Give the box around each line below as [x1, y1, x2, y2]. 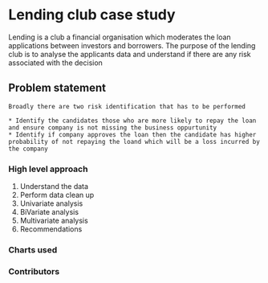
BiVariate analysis [19, 207, 79, 217]
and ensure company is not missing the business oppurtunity [8, 123, 217, 132]
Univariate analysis [19, 199, 83, 208]
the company [8, 145, 48, 153]
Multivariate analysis [19, 215, 88, 226]
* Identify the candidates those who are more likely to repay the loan [8, 117, 257, 125]
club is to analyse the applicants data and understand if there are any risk [8, 49, 251, 59]
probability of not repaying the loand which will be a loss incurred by [8, 137, 261, 146]
